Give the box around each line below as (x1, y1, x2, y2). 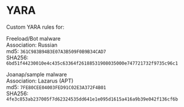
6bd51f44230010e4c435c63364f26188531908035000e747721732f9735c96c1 (6, 60, 179, 66)
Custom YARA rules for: (6, 23, 65, 30)
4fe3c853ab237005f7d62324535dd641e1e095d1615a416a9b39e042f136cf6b (6, 96, 179, 102)
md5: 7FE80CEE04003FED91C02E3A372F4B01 (6, 83, 107, 90)
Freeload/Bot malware (6, 35, 61, 42)
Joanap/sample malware (6, 71, 67, 78)
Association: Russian (6, 41, 58, 48)
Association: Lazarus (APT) (6, 77, 74, 84)
